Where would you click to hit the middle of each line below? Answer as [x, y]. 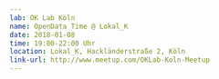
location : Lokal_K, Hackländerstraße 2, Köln [97, 52]
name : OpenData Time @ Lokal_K [69, 26]
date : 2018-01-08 [42, 35]
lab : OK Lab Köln [42, 18]
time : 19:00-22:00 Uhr [52, 43]
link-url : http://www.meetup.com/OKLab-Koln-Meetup [109, 60]
